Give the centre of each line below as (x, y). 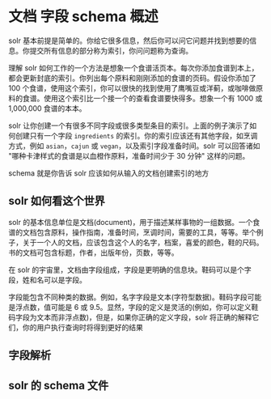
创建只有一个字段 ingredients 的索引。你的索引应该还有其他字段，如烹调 (136, 135)
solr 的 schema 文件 (59, 385)
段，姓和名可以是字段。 (47, 279)
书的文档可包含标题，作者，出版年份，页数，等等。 (93, 253)
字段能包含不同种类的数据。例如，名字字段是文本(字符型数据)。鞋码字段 (128, 297)
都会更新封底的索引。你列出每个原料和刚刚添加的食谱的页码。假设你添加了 (132, 78)
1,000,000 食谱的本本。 (47, 108)
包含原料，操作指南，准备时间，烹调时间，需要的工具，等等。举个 (146, 232)
